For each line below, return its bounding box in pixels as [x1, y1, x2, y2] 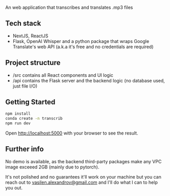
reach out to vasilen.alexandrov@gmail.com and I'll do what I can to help [5, 179, 158, 185]
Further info [5, 145, 44, 154]
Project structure [5, 58, 61, 67]
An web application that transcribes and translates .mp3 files [5, 5, 133, 10]
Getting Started [5, 98, 56, 106]
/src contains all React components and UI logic [12, 72, 114, 78]
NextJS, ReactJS [12, 33, 48, 39]
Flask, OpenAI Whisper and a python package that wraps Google [12, 38, 150, 44]
